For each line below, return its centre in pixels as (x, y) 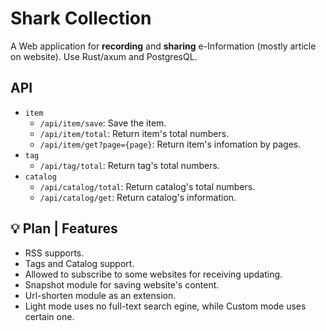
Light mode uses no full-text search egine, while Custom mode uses (165, 306)
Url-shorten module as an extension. (100, 295)
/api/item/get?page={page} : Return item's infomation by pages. (170, 144)
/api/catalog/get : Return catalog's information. (138, 197)
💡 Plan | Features (64, 228)
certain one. (49, 316)
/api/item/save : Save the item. (103, 123)
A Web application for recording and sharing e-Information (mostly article (163, 46)
